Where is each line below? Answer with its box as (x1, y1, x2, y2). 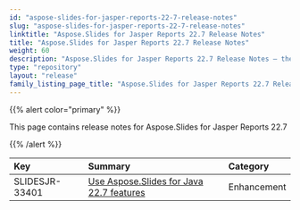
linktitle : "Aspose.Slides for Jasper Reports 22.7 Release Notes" (9, 29, 266, 38)
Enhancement (228, 181, 287, 193)
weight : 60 (9, 46, 50, 55)
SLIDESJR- (13, 175, 62, 188)
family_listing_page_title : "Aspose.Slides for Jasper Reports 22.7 (9, 80, 270, 88)
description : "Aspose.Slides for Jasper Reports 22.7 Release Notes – (9, 55, 278, 63)
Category (228, 160, 270, 172)
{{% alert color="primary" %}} (9, 104, 121, 114)
